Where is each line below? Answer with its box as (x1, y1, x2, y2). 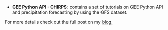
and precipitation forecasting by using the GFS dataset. (12, 9, 128, 15)
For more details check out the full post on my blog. (5, 19, 113, 25)
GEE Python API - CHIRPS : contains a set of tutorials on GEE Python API (12, 4, 163, 10)
